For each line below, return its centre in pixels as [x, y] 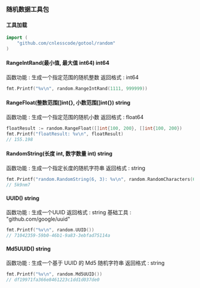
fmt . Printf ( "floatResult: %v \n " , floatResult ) [65, 134]
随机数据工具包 [28, 9]
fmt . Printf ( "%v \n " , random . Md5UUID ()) [54, 274]
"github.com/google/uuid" [38, 219]
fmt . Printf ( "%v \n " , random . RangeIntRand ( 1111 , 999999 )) [77, 88]
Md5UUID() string [29, 249]
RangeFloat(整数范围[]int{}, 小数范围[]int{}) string [68, 103]
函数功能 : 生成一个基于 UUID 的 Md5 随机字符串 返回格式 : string [85, 262]
